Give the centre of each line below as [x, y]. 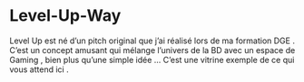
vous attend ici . [39, 69]
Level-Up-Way [65, 16]
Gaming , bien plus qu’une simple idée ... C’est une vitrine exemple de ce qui [152, 59]
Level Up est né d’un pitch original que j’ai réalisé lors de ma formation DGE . [152, 41]
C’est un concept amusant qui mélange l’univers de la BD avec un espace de [152, 50]
